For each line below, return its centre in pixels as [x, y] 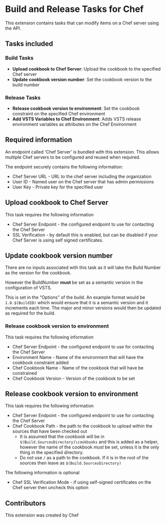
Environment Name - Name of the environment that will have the [78, 357]
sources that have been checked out [50, 432]
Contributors [26, 503]
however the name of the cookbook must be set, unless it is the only [89, 447]
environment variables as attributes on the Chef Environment [74, 124]
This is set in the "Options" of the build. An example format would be [75, 297]
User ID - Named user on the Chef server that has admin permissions [83, 181]
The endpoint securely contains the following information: [64, 167]
